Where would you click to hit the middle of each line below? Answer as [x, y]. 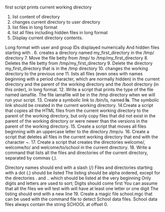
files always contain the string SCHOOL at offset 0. [57, 204]
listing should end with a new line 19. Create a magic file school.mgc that [79, 194]
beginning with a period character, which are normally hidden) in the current [82, 79]
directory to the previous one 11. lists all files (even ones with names [74, 74]
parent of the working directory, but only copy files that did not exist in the [81, 116]
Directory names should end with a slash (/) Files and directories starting [79, 167]
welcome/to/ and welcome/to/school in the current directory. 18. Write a [78, 147]
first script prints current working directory [49, 7]
